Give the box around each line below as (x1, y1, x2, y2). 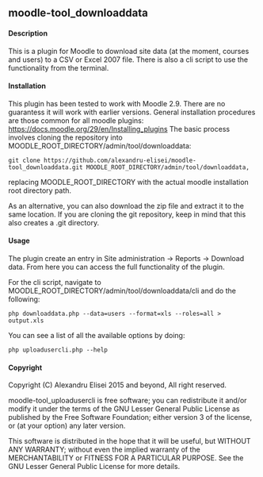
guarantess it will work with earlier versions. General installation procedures (8, 107, 256, 117)
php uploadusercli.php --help (8, 346, 109, 354)
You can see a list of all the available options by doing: (8, 331, 185, 340)
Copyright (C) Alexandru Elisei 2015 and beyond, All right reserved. (8, 380, 227, 390)
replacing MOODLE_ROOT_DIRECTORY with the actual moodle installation (8, 177, 250, 187)
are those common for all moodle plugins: (8, 115, 144, 125)
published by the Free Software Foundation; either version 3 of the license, (8, 413, 253, 422)
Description (8, 28, 48, 38)
